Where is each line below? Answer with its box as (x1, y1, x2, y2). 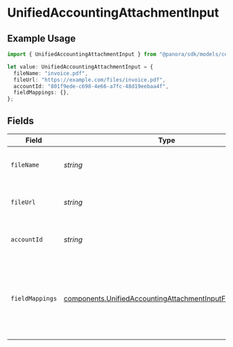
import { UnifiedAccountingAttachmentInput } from (7, 51, 157, 58)
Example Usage (7, 33, 76, 44)
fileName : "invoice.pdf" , (13, 69, 89, 77)
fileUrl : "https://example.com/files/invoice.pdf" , (13, 76, 166, 83)
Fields (7, 115, 35, 126)
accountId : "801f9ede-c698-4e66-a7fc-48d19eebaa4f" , (13, 83, 169, 90)
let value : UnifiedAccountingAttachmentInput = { (7, 63, 154, 70)
